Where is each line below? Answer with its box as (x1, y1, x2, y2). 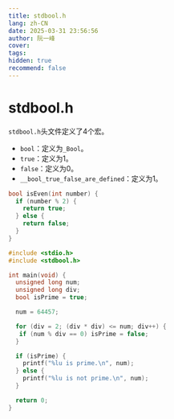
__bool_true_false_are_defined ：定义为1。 (19, 174, 163, 183)
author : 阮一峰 (8, 34, 55, 43)
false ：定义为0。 (19, 163, 79, 173)
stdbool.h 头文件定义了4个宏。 (8, 126, 109, 136)
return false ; (22, 220, 70, 228)
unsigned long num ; (15, 278, 81, 286)
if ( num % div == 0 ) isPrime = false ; (18, 330, 149, 338)
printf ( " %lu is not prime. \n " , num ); (22, 375, 149, 383)
